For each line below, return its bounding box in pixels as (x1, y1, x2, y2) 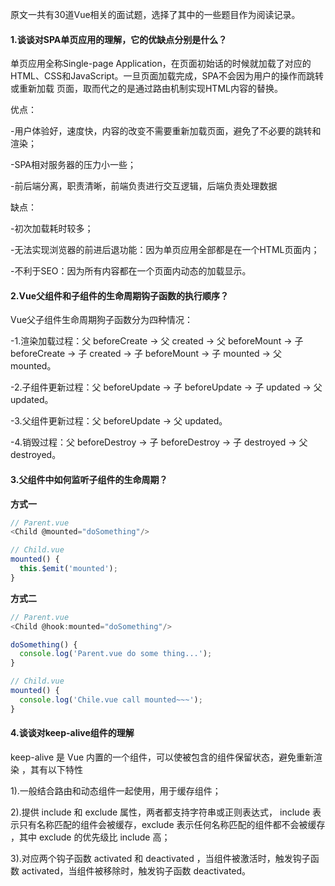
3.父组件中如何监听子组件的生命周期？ (10, 474, 168, 485)
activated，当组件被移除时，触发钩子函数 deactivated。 (21, 864, 252, 877)
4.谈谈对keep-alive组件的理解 (10, 727, 135, 739)
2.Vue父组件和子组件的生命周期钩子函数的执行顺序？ (10, 289, 230, 302)
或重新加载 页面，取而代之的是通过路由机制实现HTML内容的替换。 (10, 83, 283, 95)
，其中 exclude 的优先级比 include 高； (10, 831, 171, 843)
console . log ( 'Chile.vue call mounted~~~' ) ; (19, 694, 203, 705)
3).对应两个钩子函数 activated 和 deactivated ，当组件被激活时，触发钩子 (10, 852, 311, 864)
